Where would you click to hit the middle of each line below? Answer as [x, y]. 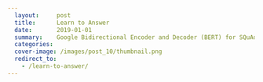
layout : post [43, 15]
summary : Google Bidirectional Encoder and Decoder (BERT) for [125, 37]
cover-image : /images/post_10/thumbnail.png [88, 52]
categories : [34, 45]
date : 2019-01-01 [53, 30]
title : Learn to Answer [62, 23]
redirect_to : [36, 59]
